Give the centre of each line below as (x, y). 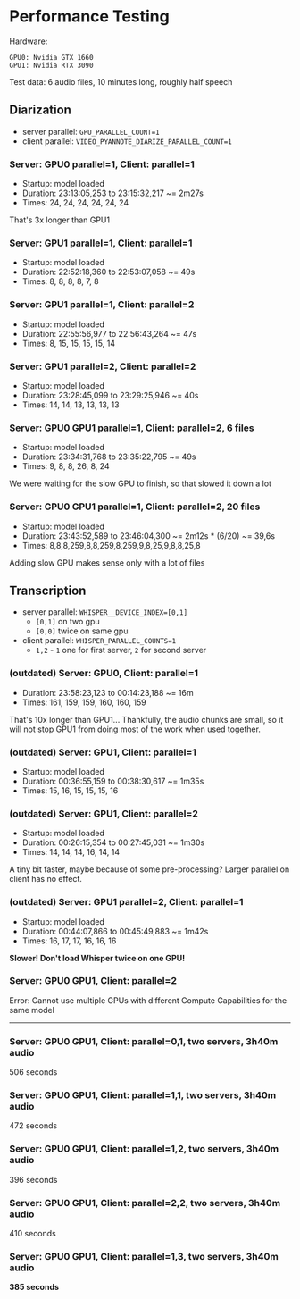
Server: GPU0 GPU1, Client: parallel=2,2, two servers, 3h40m (145, 1203)
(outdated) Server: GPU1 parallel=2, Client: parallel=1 (126, 902)
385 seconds (34, 1287)
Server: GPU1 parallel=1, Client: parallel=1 (101, 243)
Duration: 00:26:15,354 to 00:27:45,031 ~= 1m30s (113, 842)
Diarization (40, 110)
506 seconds (33, 1072)
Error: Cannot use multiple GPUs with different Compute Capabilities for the (148, 1000)
